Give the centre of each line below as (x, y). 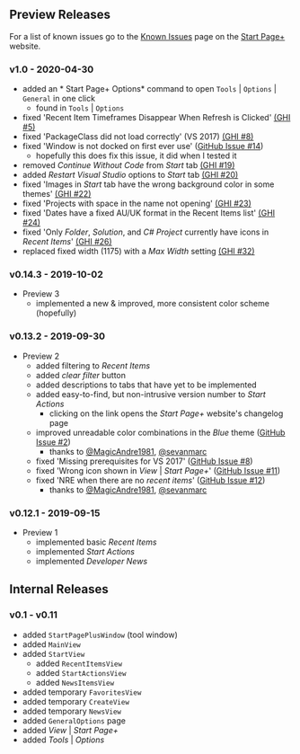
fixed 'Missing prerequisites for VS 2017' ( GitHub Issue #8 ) (144, 461)
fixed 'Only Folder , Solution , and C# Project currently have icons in (146, 232)
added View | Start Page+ (70, 730)
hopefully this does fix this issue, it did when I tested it (136, 155)
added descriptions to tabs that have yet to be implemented (146, 385)
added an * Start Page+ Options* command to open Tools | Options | (149, 89)
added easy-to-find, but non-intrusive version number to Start (151, 394)
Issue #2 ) (53, 442)
